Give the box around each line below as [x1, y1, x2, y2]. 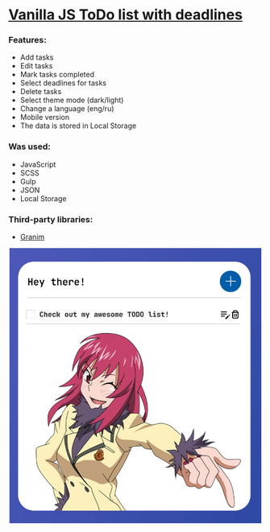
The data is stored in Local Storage [19, 121, 137, 130]
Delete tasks [19, 87, 62, 97]
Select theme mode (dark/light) [19, 95, 124, 105]
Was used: [8, 141, 51, 152]
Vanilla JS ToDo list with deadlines [8, 6, 243, 24]
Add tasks [19, 52, 54, 62]
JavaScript [19, 159, 56, 169]
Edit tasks [19, 61, 53, 71]
